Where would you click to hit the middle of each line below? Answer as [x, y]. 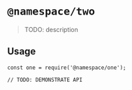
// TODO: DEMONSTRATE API [45, 80]
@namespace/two [51, 12]
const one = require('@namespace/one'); [67, 68]
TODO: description [51, 29]
